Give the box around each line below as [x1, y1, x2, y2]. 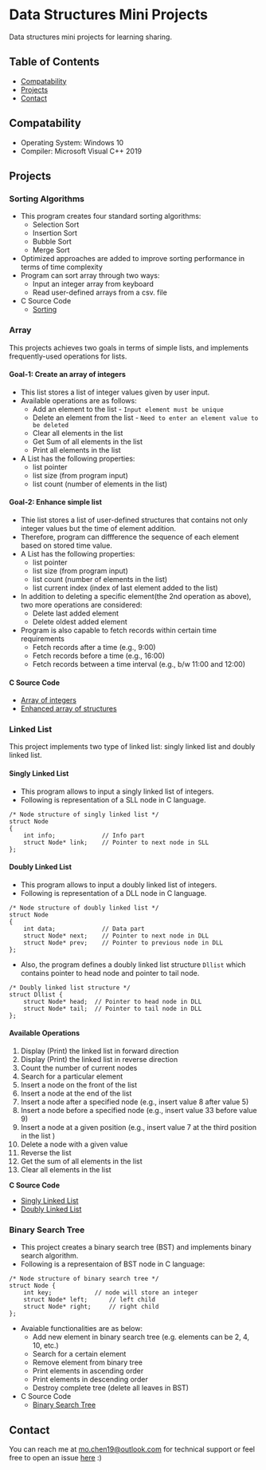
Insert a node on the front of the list [20, 1080, 138, 1090]
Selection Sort [32, 220, 80, 229]
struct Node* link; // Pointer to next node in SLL [23, 838, 209, 846]
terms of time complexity [20, 262, 103, 272]
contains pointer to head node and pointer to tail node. [20, 968, 200, 977]
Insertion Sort [32, 228, 78, 238]
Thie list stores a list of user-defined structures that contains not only [20, 515, 248, 525]
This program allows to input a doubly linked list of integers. [20, 880, 217, 890]
